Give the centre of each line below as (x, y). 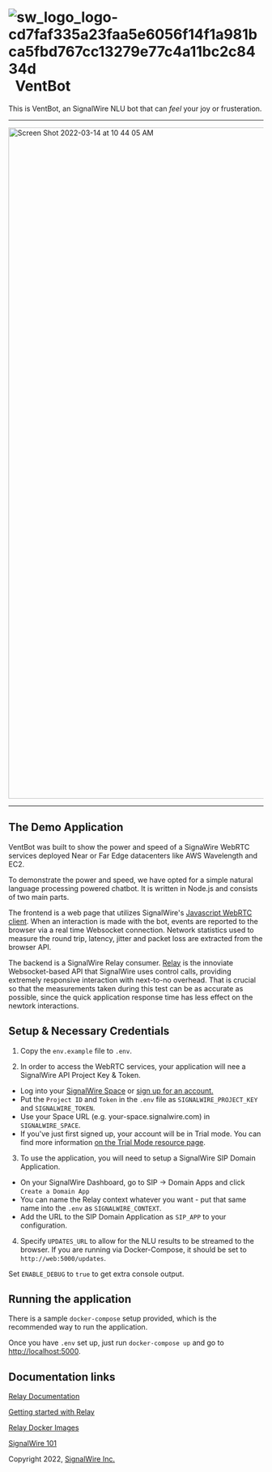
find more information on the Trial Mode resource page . (113, 1142)
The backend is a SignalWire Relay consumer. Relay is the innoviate (121, 962)
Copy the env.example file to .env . (76, 1050)
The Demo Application (66, 827)
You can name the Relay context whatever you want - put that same (133, 1199)
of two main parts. (39, 897)
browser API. (30, 947)
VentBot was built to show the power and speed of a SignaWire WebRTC (129, 846)
